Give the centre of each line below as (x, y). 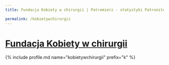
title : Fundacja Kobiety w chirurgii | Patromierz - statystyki (74, 10)
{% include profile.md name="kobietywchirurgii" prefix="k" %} (70, 57)
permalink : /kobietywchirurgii (38, 19)
